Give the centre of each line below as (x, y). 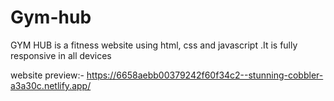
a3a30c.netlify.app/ (51, 85)
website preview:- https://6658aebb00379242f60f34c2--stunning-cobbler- (167, 75)
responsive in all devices (61, 55)
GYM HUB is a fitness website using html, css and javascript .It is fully (154, 45)
